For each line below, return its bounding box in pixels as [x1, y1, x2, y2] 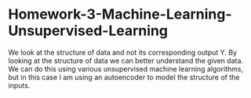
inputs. [8, 80, 31, 90]
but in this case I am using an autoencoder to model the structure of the [8, 72, 240, 82]
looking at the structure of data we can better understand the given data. [8, 56, 244, 65]
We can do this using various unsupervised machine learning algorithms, [8, 64, 244, 73]
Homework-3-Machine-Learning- [8, 5, 233, 23]
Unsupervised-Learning [8, 22, 169, 40]
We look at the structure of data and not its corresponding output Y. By [8, 47, 238, 57]
